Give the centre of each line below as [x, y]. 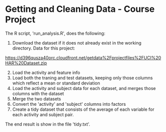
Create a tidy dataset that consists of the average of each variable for [83, 109]
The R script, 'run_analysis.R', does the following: [55, 33]
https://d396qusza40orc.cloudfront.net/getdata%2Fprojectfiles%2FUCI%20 [83, 57]
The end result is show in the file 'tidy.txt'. [48, 124]
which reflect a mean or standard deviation [56, 83]
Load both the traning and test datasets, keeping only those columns [83, 78]
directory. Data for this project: [44, 48]
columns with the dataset [38, 93]
